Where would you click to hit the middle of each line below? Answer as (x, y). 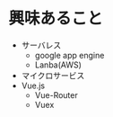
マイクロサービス (53, 75)
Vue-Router (56, 94)
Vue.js (33, 85)
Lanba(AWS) (58, 65)
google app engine (70, 55)
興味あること (56, 18)
